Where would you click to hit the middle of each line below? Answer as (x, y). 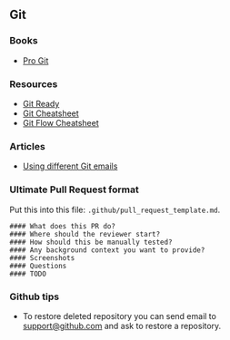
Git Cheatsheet (50, 113)
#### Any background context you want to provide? (107, 250)
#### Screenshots (42, 257)
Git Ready (41, 103)
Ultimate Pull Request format (74, 189)
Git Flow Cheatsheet (61, 122)
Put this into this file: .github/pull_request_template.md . (115, 209)
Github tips (35, 296)
